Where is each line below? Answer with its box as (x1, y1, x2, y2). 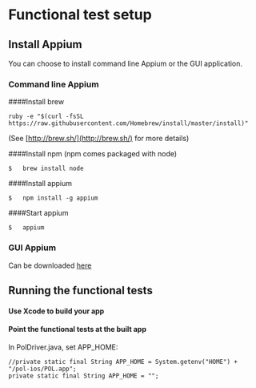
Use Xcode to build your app (8, 306, 105, 316)
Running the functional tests (8, 283, 154, 297)
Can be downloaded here (8, 261, 92, 270)
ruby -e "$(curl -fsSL (8, 112, 84, 121)
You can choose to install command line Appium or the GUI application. (8, 59, 242, 68)
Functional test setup (8, 6, 152, 24)
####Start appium (8, 208, 69, 218)
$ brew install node (8, 164, 84, 173)
